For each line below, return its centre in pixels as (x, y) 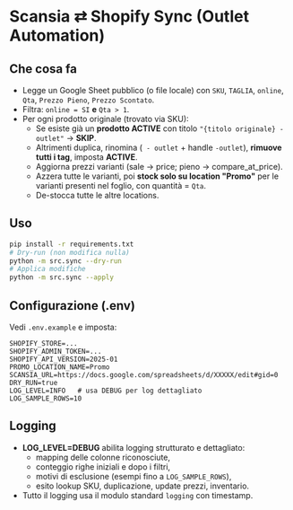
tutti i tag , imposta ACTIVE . (86, 157)
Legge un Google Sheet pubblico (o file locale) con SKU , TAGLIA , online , (153, 90)
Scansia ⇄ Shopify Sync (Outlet (129, 17)
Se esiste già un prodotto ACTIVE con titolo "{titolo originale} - (159, 128)
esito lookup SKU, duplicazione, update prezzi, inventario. (142, 486)
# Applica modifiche (48, 269)
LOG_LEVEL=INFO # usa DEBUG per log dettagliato (106, 391)
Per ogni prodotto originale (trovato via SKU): (106, 119)
